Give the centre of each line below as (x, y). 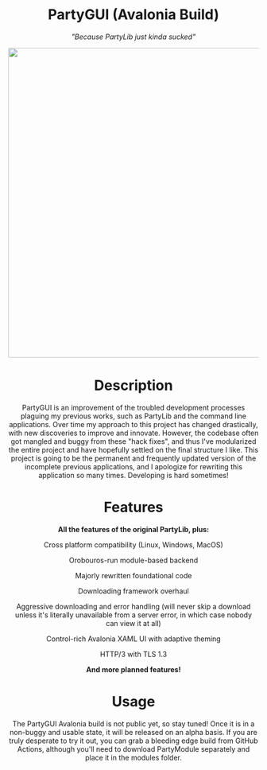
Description (133, 385)
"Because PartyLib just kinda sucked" (133, 37)
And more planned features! (133, 669)
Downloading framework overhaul (133, 591)
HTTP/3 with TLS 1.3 (133, 654)
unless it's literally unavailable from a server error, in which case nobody (133, 615)
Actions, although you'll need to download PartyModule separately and (133, 749)
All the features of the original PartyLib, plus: (133, 529)
